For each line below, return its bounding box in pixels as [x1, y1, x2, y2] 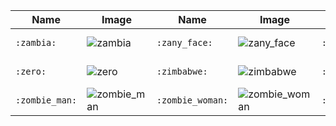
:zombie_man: [15, 95, 78, 106]
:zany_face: [156, 37, 213, 48]
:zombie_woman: [156, 95, 229, 106]
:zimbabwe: [156, 66, 208, 77]
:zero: [15, 66, 47, 77]
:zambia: [15, 37, 57, 48]
